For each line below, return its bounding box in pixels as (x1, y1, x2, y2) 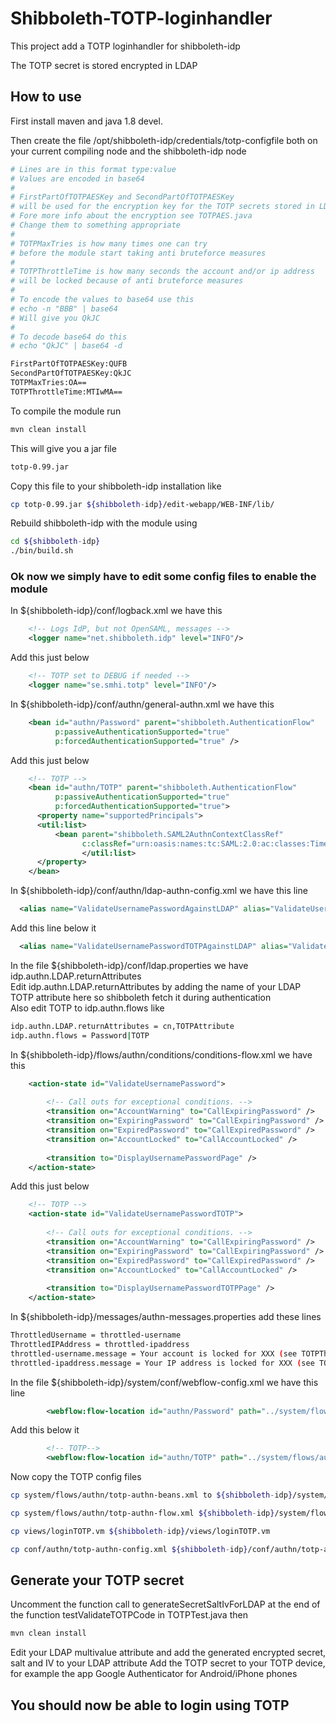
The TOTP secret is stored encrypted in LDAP (10, 59, 198, 71)
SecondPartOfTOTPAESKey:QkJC (10, 368, 132, 379)
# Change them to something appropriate (10, 220, 182, 230)
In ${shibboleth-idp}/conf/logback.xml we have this (10, 605, 223, 617)
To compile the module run (10, 405, 122, 417)
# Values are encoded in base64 (10, 173, 145, 184)
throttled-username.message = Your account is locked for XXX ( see (10, 1348, 298, 1359)
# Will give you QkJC (10, 313, 101, 323)
